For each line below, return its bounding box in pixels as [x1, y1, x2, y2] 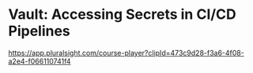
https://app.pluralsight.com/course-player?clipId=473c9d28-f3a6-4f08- [8, 48, 245, 57]
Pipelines [8, 22, 71, 40]
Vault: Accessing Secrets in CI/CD [8, 5, 237, 24]
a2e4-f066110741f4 [8, 57, 71, 66]
